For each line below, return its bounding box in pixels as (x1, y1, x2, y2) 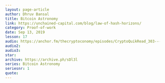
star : (5, 52, 16, 58)
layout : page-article (5, 7, 50, 12)
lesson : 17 (5, 35, 27, 40)
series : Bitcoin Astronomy (5, 62, 60, 66)
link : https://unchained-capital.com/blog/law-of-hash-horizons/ (5, 21, 141, 26)
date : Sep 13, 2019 (5, 30, 45, 35)
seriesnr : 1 (5, 66, 29, 71)
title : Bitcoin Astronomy (5, 16, 58, 21)
